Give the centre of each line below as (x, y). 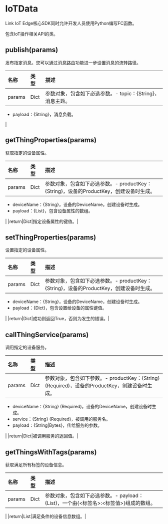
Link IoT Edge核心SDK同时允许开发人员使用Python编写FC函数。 (71, 23)
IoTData (22, 9)
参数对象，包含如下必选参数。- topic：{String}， (102, 93)
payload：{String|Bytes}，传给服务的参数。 (57, 425)
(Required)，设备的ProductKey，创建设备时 (96, 386)
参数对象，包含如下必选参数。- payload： (94, 495)
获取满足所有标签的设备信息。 (36, 465)
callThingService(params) (47, 334)
